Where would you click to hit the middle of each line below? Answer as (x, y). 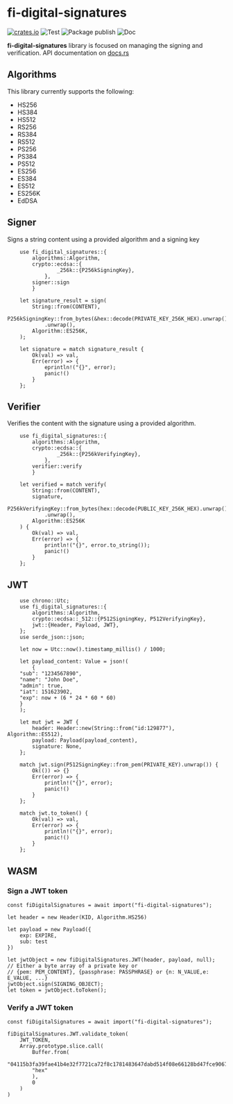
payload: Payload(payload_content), (85, 740)
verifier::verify (57, 466)
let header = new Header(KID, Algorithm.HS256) (77, 917)
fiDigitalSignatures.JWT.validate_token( (68, 1034)
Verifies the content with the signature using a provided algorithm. (102, 423)
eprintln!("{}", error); (80, 367)
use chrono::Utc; (45, 601)
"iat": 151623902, (46, 692)
